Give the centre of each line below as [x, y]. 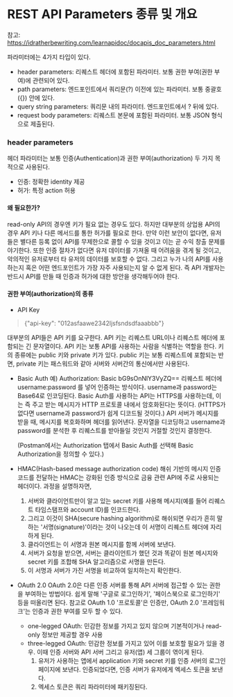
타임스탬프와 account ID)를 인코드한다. [88, 509]
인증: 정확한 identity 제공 [51, 182]
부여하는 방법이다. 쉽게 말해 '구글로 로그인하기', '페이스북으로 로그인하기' [122, 593]
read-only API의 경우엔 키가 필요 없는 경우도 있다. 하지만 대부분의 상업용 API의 [114, 224]
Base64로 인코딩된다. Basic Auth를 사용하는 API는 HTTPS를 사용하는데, [115, 395]
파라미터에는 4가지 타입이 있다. [49, 57]
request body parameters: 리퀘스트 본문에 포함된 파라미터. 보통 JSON [113, 115]
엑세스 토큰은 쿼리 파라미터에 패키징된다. [93, 687]
